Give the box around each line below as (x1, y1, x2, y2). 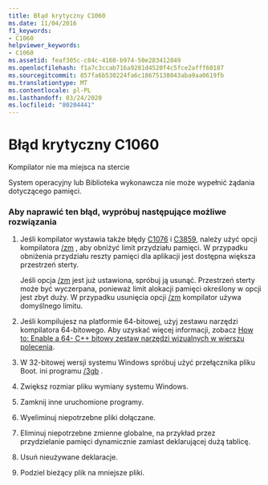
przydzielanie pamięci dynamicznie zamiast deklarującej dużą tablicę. (19, 437, 251, 447)
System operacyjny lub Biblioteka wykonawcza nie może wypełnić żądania (8, 178, 255, 188)
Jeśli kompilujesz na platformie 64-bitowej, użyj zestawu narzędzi (19, 317, 238, 326)
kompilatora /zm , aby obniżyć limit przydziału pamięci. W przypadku (19, 243, 249, 253)
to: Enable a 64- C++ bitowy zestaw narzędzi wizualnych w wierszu (19, 333, 245, 343)
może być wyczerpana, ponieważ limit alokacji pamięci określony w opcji (19, 284, 262, 293)
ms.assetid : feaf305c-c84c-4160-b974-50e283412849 (8, 57, 181, 65)
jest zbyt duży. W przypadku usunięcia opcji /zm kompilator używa (19, 293, 242, 302)
